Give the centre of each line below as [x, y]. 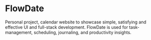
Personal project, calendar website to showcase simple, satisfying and [76, 22]
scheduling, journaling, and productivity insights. [83, 32]
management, [19, 32]
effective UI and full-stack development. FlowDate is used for [66, 27]
